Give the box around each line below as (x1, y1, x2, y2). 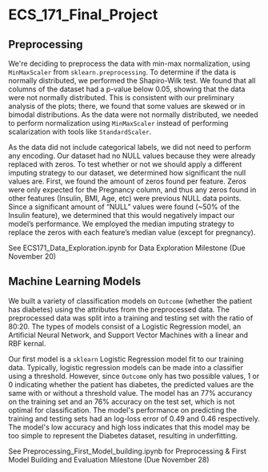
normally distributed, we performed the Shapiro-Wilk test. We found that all (8, 76, 256, 85)
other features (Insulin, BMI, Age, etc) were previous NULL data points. (8, 194, 242, 203)
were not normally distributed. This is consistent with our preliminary (8, 93, 234, 102)
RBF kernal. (8, 338, 46, 348)
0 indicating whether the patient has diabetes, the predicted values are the (8, 379, 254, 389)
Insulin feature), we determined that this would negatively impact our (8, 211, 235, 220)
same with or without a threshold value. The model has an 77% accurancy (8, 388, 253, 397)
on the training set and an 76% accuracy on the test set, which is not (8, 397, 235, 406)
